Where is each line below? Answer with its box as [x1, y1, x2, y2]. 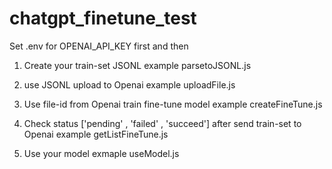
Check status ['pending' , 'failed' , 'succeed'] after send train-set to [23, 117, 302, 129]
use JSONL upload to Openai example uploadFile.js [23, 78, 236, 91]
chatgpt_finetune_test [9, 7, 197, 30]
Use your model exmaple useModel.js [23, 147, 180, 159]
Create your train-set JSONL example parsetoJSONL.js [23, 59, 252, 71]
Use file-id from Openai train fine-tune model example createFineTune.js [23, 98, 323, 110]
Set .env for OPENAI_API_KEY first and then [9, 40, 189, 52]
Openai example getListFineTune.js [23, 128, 169, 140]
